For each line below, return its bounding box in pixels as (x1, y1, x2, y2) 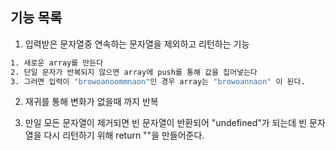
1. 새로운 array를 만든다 (10, 58, 104, 68)
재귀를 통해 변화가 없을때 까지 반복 (24, 96, 159, 108)
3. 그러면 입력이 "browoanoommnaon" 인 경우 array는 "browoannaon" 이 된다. (10, 76, 306, 87)
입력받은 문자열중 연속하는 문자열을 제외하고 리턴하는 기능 (24, 38, 250, 50)
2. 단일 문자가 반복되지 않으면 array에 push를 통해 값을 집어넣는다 (10, 67, 258, 77)
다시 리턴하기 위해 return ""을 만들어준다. (43, 129, 205, 142)
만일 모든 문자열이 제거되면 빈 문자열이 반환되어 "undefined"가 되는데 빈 (24, 117, 308, 129)
